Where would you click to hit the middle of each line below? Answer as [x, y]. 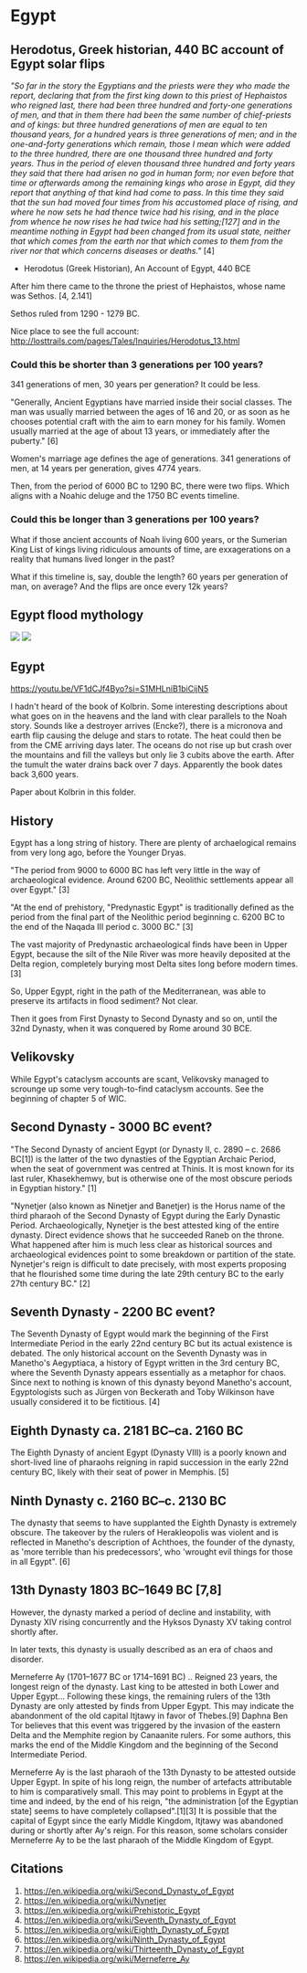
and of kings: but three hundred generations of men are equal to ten [139, 125]
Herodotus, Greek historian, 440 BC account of [147, 50]
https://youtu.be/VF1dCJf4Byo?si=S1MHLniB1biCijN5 [110, 689]
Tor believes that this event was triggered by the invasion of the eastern [146, 1725]
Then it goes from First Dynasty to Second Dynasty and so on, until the [144, 1018]
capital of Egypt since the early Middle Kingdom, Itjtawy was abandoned [147, 1820]
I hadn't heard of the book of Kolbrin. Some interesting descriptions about [149, 707]
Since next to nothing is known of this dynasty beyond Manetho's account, [151, 1382]
